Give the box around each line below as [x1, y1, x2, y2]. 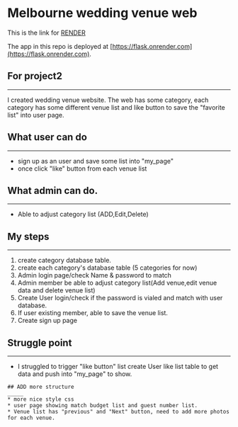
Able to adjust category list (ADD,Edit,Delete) [17, 210, 149, 219]
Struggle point [7, 336, 72, 348]
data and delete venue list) [17, 286, 96, 295]
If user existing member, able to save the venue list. [17, 309, 169, 317]
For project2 [7, 70, 62, 82]
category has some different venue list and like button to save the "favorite [7, 103, 225, 111]
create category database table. [17, 256, 112, 265]
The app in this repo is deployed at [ [7, 42, 113, 50]
